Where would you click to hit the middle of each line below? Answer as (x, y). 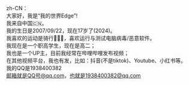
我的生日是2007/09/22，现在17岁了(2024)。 (61, 31)
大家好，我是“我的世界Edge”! (42, 16)
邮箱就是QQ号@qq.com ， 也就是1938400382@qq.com (73, 75)
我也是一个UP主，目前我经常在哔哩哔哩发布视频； (68, 53)
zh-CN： (17, 8)
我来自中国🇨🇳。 (27, 23)
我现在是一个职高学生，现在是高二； (51, 45)
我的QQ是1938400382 (34, 68)
